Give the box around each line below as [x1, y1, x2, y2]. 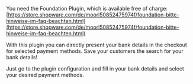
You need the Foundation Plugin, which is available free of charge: [6, 5, 168, 12]
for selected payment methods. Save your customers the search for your [6, 48, 184, 55]
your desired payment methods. [6, 72, 84, 78]
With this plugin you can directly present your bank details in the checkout [6, 41, 188, 48]
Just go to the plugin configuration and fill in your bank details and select [6, 65, 185, 72]
